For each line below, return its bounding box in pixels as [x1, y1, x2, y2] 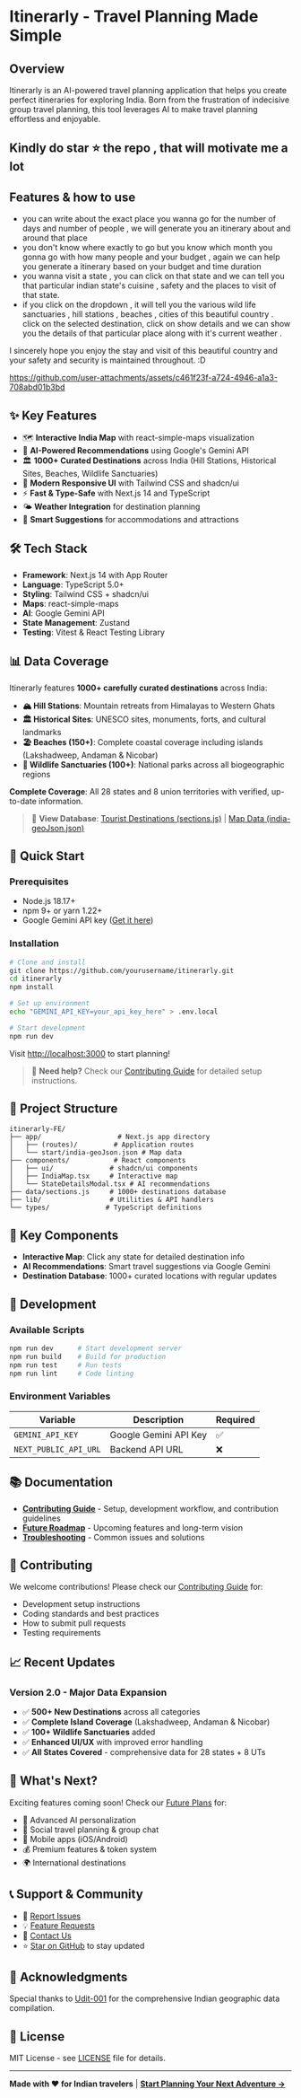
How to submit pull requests [21, 1618, 126, 1628]
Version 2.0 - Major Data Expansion [9, 1686, 168, 1699]
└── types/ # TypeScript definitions [9, 1203, 202, 1213]
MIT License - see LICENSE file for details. [9, 2053, 166, 2064]
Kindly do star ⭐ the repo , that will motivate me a [9, 141, 288, 156]
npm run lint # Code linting [9, 1369, 134, 1378]
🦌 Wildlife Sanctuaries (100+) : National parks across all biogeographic [21, 759, 285, 769]
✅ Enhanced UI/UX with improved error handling [21, 1737, 203, 1748]
